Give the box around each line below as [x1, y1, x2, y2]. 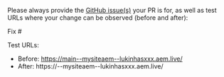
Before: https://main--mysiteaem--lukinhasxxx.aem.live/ [17, 54, 183, 63]
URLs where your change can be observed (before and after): [7, 13, 188, 22]
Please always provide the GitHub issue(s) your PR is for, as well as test [7, 6, 217, 14]
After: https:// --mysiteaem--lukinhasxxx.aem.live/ [17, 62, 164, 70]
